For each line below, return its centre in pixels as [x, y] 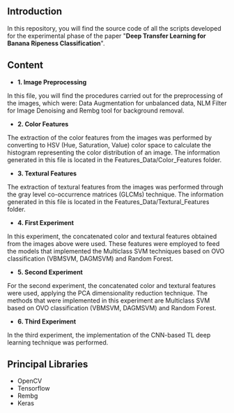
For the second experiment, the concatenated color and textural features [111, 285]
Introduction [35, 12]
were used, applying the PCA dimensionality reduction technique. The [107, 293]
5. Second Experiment [50, 272]
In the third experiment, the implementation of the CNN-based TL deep [109, 335]
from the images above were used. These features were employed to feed [114, 243]
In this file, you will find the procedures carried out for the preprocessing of [115, 95]
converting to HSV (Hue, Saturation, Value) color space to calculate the [109, 145]
